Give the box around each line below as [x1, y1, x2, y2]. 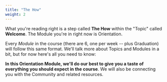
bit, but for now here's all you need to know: [5, 51, 96, 57]
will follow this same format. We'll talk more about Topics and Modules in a [5, 46, 159, 52]
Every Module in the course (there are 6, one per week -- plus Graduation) [5, 40, 159, 46]
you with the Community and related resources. [5, 71, 104, 77]
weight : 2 [5, 12, 26, 17]
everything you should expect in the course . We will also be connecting [5, 66, 156, 72]
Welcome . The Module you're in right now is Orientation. [5, 31, 123, 37]
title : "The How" [5, 7, 42, 12]
